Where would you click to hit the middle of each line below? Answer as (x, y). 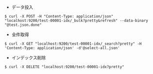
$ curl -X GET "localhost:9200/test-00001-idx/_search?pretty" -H (73, 44)
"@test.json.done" (23, 25)
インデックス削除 (29, 58)
